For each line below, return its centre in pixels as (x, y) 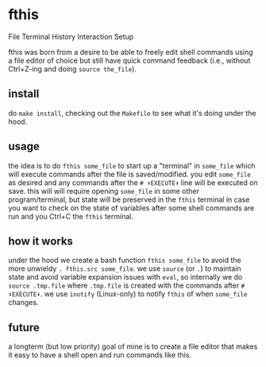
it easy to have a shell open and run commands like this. (100, 355)
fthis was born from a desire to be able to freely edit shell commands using (131, 52)
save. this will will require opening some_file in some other (104, 191)
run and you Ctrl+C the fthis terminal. (71, 216)
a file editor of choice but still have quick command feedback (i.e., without (129, 60)
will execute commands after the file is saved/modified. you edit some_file (130, 174)
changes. (23, 303)
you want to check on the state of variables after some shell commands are (131, 207)
